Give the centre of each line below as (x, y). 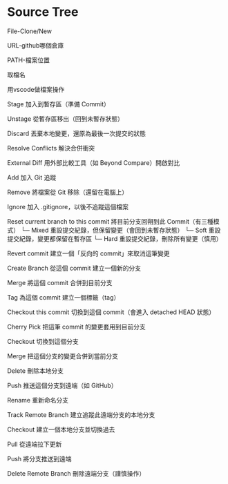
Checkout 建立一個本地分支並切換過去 (61, 429)
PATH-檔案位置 (29, 60)
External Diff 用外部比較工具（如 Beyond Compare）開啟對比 (94, 162)
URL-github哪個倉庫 (36, 45)
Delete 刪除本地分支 (36, 371)
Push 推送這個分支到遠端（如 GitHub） (62, 385)
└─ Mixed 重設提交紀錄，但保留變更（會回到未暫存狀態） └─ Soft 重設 (121, 230)
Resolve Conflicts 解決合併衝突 (51, 148)
